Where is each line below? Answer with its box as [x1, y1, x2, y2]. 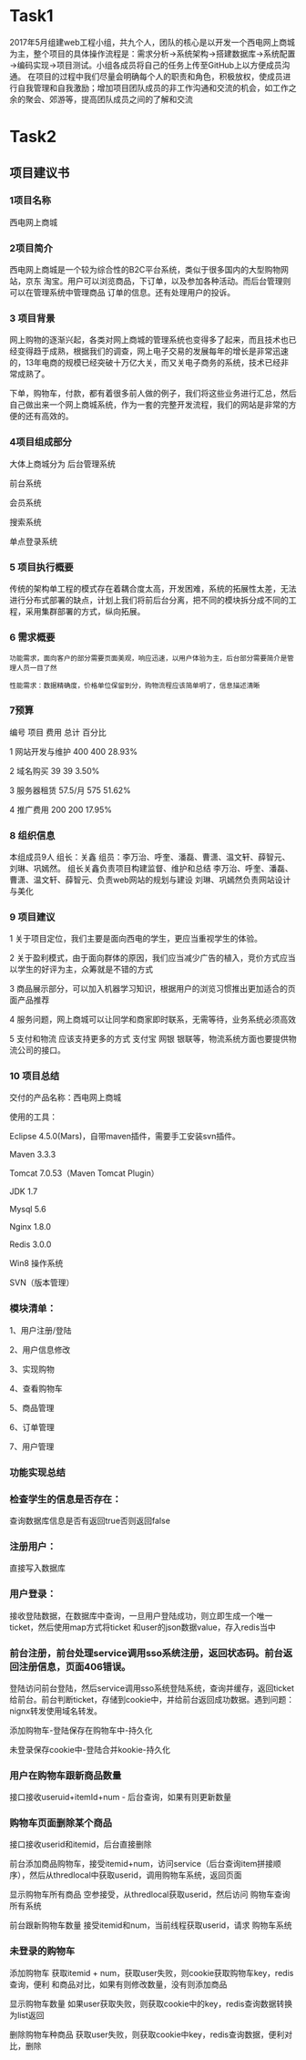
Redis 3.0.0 [9, 1239, 52, 1250]
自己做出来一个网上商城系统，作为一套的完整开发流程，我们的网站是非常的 [9, 399, 289, 410]
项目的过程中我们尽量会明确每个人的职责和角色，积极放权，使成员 [35, 70, 283, 82]
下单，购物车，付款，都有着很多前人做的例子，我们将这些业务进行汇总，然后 [9, 388, 297, 399]
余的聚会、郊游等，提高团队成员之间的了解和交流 [9, 93, 193, 105]
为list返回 [9, 2009, 45, 2020]
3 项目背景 [9, 312, 56, 324]
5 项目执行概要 [9, 561, 75, 573]
